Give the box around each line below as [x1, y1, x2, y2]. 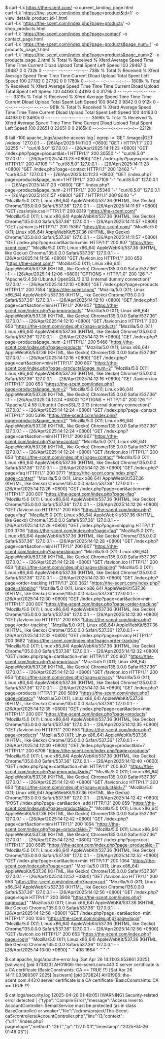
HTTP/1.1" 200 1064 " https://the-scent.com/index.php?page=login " [5, 915, 142, 921]
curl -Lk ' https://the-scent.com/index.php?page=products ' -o [5, 20, 130, 26]
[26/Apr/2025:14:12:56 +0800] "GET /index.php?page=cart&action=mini [5, 910, 152, 916]
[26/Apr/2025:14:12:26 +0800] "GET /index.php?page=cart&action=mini [5, 486, 152, 492]
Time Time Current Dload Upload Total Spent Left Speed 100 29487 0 [5, 62, 147, 68]
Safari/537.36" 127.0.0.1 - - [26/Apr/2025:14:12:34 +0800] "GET [5, 685, 133, 690]
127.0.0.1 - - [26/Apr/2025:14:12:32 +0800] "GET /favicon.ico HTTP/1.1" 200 [5, 669, 158, 675]
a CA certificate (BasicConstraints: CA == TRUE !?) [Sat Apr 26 [5, 967, 132, 972]
